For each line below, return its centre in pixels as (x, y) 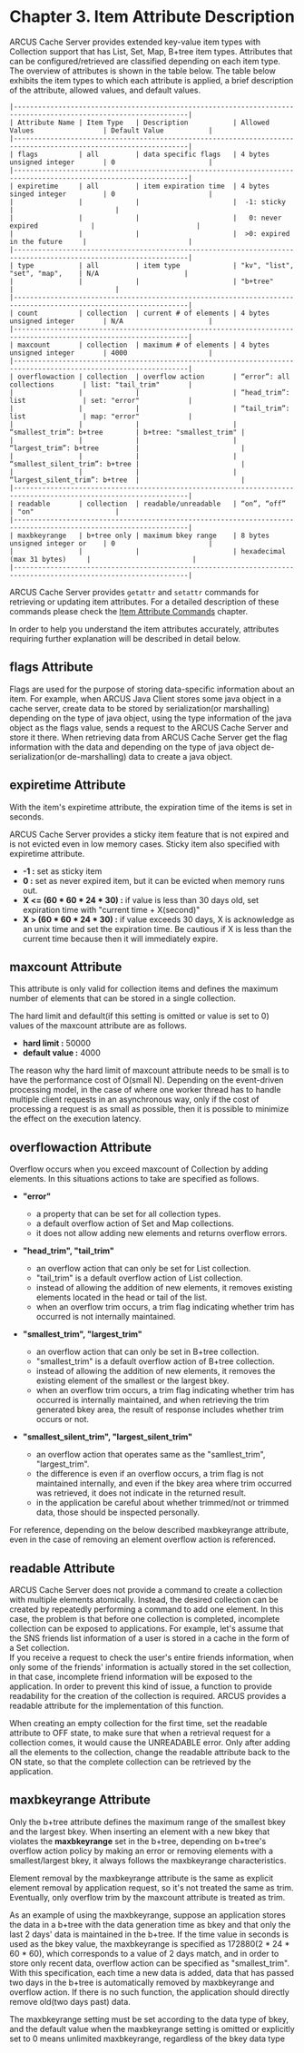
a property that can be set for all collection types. (128, 1214)
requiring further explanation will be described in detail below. (125, 638)
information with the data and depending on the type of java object (134, 747)
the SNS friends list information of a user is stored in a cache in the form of (150, 1638)
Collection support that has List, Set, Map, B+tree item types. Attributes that (151, 51)
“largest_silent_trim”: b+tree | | (127, 480)
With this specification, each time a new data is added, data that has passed (152, 1972)
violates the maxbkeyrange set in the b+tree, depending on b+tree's (138, 1841)
